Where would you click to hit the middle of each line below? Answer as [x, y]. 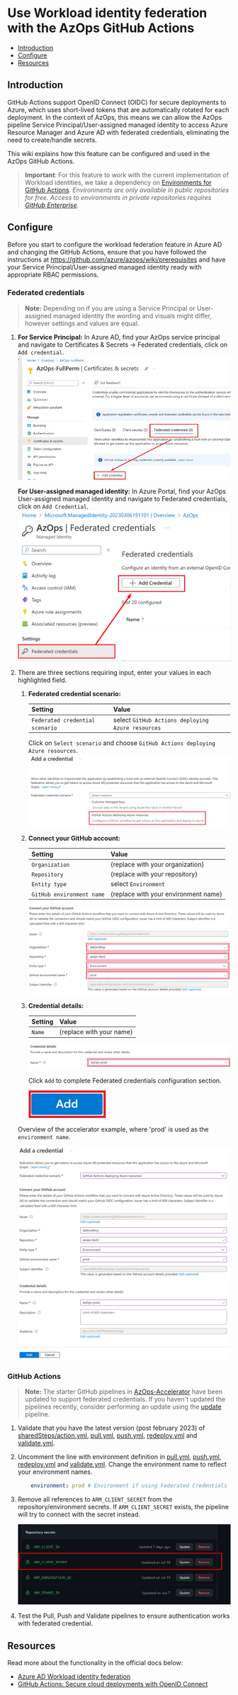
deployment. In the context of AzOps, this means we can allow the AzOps [115, 117]
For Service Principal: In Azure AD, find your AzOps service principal [119, 337]
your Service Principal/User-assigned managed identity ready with [104, 267]
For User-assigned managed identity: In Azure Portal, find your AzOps [122, 491]
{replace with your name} [96, 1032]
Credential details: [56, 1006]
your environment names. [55, 1472]
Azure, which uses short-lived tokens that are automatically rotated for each [118, 110]
